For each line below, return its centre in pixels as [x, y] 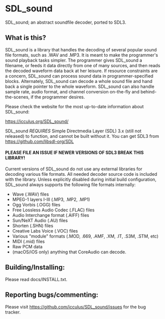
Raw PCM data [27, 246]
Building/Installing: [35, 267]
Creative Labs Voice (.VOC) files [45, 231]
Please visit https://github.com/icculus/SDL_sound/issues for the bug [76, 307]
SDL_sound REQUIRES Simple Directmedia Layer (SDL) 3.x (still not [73, 131]
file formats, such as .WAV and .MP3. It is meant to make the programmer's [82, 55]
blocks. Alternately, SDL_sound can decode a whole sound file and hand [79, 81]
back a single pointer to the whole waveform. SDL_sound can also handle [80, 86]
